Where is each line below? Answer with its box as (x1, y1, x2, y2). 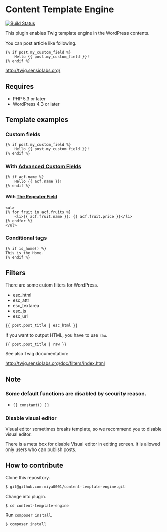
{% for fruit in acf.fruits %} (5, 209, 71, 215)
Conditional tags (5, 234, 47, 241)
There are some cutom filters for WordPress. (5, 282, 98, 288)
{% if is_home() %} (5, 246, 47, 251)
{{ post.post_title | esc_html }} (5, 323, 78, 329)
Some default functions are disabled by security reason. (5, 390, 147, 397)
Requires (5, 82, 34, 91)
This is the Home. (5, 251, 44, 256)
